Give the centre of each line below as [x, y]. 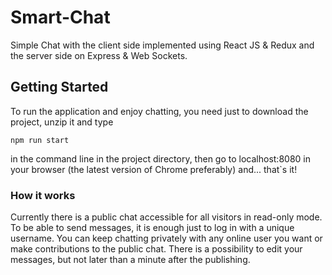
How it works [43, 195]
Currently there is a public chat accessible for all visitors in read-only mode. [166, 217]
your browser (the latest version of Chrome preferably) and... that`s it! [154, 169]
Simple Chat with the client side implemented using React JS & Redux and [162, 45]
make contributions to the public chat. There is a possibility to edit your [156, 249]
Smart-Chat [60, 17]
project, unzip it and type [62, 122]
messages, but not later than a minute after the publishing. [130, 260]
